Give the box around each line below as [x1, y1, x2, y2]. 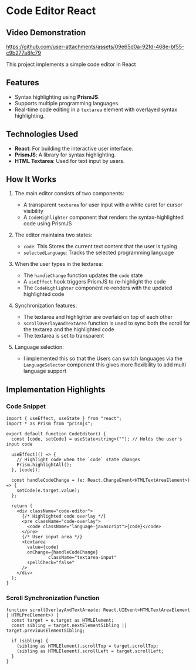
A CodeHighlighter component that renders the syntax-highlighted [23, 214, 184, 221]
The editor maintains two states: [14, 231, 93, 239]
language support [23, 368, 66, 375]
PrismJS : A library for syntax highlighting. [14, 151, 116, 158]
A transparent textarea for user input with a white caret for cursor [23, 201, 183, 208]
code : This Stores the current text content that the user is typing [23, 243, 177, 250]
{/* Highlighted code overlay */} [21, 514, 107, 519]
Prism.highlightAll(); [16, 462, 72, 468]
